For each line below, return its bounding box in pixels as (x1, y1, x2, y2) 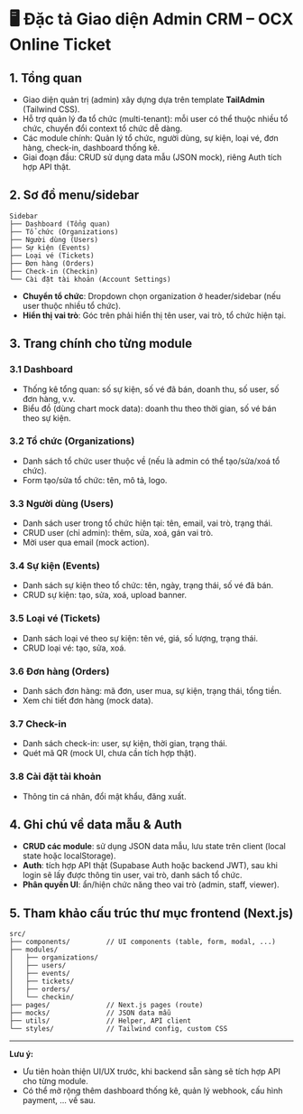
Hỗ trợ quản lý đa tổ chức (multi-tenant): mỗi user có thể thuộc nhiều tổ (22, 114, 289, 124)
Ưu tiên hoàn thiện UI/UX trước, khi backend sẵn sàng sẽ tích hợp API (22, 1066, 281, 1077)
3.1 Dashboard (9, 363, 74, 376)
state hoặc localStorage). (22, 850, 116, 861)
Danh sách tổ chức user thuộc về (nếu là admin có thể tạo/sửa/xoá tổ (22, 455, 280, 466)
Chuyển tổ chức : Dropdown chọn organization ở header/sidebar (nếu (22, 290, 281, 301)
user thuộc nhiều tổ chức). (22, 300, 122, 311)
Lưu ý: (9, 1049, 34, 1060)
